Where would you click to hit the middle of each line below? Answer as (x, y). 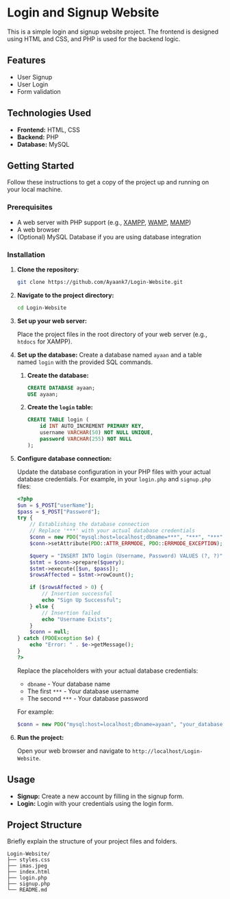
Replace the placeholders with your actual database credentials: (107, 671)
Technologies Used (49, 113)
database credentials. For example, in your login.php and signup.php (114, 479)
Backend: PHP (38, 137)
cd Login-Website (42, 308)
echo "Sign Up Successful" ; (82, 600)
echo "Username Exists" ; (77, 619)
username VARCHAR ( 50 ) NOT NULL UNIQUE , (97, 433)
